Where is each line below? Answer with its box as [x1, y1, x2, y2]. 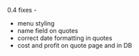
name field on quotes [17, 27, 79, 35]
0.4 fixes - [7, 6, 37, 14]
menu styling [17, 19, 55, 27]
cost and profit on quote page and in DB [17, 41, 132, 49]
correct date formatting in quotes [17, 34, 113, 42]
